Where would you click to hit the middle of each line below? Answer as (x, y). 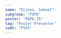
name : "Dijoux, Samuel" (30, 10)
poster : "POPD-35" (24, 19)
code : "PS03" (19, 28)
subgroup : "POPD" (23, 14)
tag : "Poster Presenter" (31, 23)
